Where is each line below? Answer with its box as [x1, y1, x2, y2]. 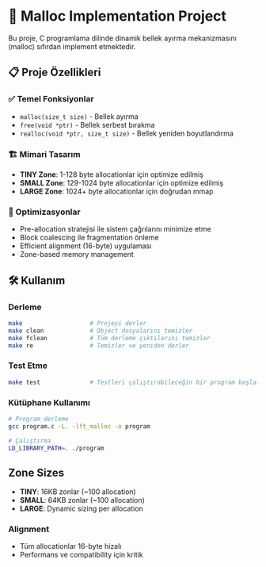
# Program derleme [8, 415, 69, 423]
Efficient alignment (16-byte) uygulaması [19, 241, 152, 251]
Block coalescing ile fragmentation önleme [19, 233, 160, 243]
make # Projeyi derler [8, 319, 147, 328]
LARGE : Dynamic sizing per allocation [19, 504, 144, 514]
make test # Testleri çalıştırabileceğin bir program [8, 378, 236, 386]
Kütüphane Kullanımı [8, 397, 91, 408]
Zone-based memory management [19, 250, 135, 259]
